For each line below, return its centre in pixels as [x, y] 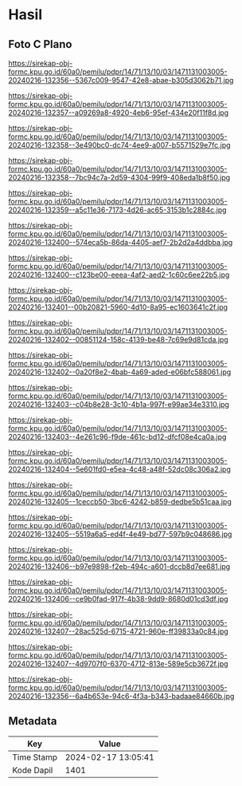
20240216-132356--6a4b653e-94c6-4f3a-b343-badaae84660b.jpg [121, 696]
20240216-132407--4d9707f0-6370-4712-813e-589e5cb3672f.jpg [118, 664]
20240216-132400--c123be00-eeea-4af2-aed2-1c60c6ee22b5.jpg [119, 275]
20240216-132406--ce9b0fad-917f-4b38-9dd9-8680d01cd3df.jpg [118, 599]
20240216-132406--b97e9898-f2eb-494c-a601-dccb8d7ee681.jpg [119, 567]
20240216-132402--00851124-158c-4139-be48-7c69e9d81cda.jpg [118, 340]
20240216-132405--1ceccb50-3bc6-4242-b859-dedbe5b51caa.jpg [120, 502]
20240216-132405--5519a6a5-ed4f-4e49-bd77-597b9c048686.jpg [120, 534]
